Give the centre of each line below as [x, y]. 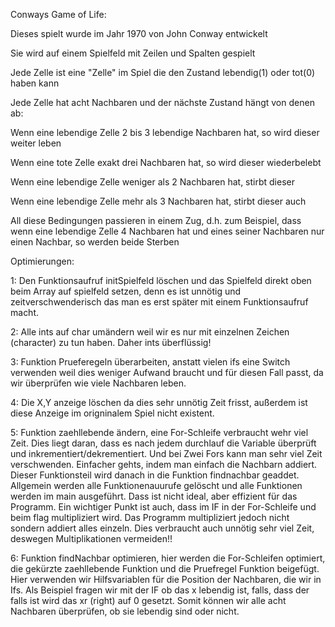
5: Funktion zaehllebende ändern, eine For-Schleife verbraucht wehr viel [159, 432]
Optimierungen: [42, 261]
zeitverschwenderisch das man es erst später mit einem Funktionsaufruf [159, 302]
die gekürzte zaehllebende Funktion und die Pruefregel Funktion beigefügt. [165, 568]
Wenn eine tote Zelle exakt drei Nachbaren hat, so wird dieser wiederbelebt [166, 162]
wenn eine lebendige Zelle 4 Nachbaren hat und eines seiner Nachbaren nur [167, 231]
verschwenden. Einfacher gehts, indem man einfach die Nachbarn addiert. [164, 464]
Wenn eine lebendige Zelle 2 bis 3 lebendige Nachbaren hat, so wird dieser [165, 132]
